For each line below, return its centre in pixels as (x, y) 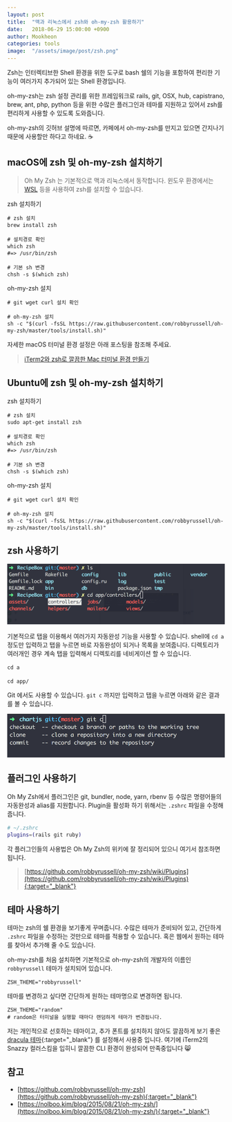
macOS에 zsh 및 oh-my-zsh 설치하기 (85, 163)
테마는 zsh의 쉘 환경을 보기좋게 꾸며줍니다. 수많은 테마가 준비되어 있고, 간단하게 (114, 928)
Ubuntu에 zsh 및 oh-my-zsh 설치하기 (85, 383)
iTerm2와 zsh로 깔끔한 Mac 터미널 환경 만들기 (87, 359)
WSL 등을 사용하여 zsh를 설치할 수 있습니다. (84, 189)
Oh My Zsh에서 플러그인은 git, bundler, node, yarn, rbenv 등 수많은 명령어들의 (115, 796)
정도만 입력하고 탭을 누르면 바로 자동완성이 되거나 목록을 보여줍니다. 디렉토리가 (113, 645)
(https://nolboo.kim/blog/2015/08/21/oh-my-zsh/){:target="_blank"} (113, 1111)
